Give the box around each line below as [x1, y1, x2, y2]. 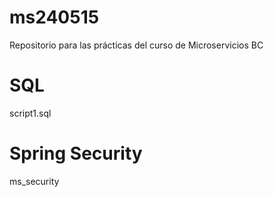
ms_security [9, 175, 60, 187]
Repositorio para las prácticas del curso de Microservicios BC [9, 39, 264, 51]
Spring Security [9, 142, 143, 165]
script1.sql [9, 107, 52, 119]
